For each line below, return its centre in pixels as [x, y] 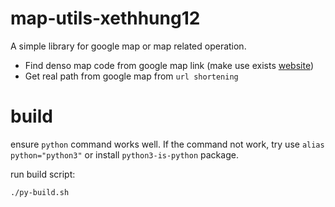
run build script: [43, 174]
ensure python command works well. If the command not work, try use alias [167, 144]
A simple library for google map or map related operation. [128, 46]
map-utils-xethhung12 [105, 18]
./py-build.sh [40, 192]
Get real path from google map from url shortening [131, 76]
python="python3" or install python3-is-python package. [124, 154]
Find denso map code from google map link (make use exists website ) [169, 65]
